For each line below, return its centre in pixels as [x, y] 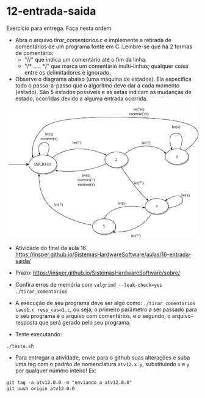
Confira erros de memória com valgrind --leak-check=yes [89, 284]
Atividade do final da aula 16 [51, 248]
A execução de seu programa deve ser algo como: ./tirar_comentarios [105, 303]
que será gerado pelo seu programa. [85, 322]
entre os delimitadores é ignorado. [67, 72]
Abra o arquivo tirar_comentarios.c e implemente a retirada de [93, 40]
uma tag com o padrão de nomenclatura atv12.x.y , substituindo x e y [102, 364]
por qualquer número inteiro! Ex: [56, 370]
